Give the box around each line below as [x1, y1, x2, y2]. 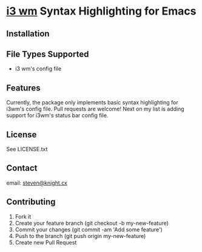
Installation [6, 29, 50, 39]
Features [6, 83, 41, 93]
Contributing [6, 197, 56, 207]
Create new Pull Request [15, 239, 77, 246]
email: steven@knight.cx [6, 179, 68, 186]
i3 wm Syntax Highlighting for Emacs [6, 4, 197, 18]
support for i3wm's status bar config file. [6, 112, 109, 119]
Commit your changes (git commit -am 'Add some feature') [15, 226, 163, 233]
